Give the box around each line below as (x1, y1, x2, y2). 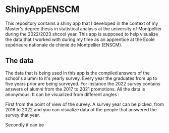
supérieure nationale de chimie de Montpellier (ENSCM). (5, 41, 123, 48)
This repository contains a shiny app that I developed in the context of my (5, 20, 158, 26)
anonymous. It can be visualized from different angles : (5, 91, 120, 97)
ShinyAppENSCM (5, 4, 80, 15)
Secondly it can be (5, 121, 44, 127)
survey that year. (5, 112, 40, 118)
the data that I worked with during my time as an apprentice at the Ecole (5, 36, 155, 42)
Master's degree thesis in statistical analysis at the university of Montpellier (5, 25, 162, 31)
